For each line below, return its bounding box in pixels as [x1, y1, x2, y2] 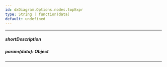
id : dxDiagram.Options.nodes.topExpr [5, 7, 83, 12]
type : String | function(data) [5, 12, 70, 17]
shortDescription [5, 36, 41, 42]
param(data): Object [5, 49, 49, 55]
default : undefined [5, 16, 46, 21]
